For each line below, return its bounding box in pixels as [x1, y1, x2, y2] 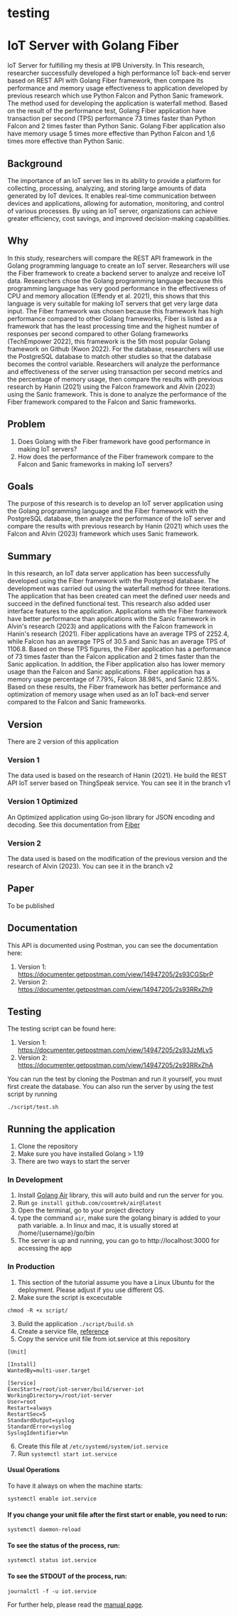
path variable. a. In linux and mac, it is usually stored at [17, 1221, 179, 1230]
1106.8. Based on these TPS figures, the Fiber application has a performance [7, 645, 232, 653]
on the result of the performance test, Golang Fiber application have [7, 107, 207, 115]
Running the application [7, 1123, 116, 1135]
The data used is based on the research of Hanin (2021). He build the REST [7, 771, 227, 780]
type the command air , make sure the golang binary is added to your [17, 1214, 221, 1222]
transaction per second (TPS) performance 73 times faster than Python [7, 114, 216, 122]
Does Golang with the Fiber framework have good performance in [17, 437, 211, 446]
